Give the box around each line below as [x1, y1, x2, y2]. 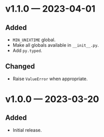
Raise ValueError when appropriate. [12, 76, 88, 82]
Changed [5, 62, 35, 71]
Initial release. [12, 127, 42, 133]
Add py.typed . [12, 48, 42, 53]
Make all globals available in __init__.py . [12, 42, 99, 48]
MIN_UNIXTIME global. [12, 37, 56, 43]
